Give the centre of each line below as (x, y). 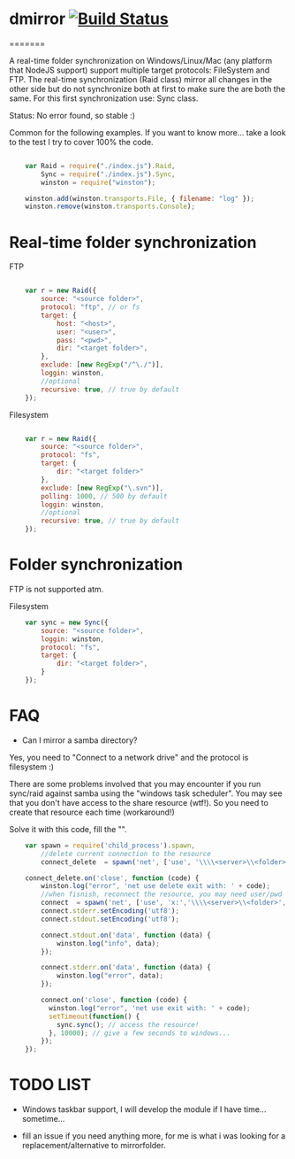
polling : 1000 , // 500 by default (104, 496)
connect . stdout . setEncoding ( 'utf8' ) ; (110, 919)
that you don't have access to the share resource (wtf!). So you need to (139, 802)
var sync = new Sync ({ (67, 622)
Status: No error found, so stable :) (72, 115)
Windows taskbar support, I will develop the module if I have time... (144, 1109)
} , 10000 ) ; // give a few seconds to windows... (140, 1033)
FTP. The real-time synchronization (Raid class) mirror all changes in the (140, 79)
